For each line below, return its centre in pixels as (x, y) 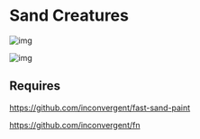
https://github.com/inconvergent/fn (75, 125)
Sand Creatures (69, 16)
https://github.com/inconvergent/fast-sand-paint (100, 108)
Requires (35, 86)
